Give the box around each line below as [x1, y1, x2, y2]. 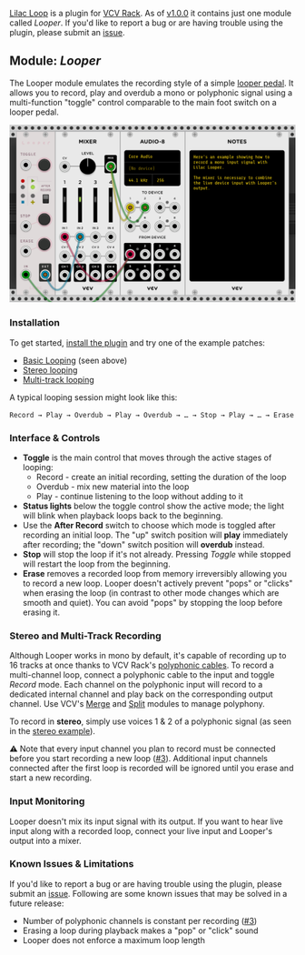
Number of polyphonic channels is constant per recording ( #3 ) [22, 915, 258, 926]
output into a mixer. [9, 835, 82, 846]
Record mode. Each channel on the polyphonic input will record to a [9, 679, 263, 690]
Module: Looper [9, 54, 102, 69]
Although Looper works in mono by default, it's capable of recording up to [9, 650, 287, 661]
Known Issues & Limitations [9, 858, 134, 870]
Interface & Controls [9, 431, 101, 444]
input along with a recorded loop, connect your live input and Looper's [9, 825, 273, 836]
